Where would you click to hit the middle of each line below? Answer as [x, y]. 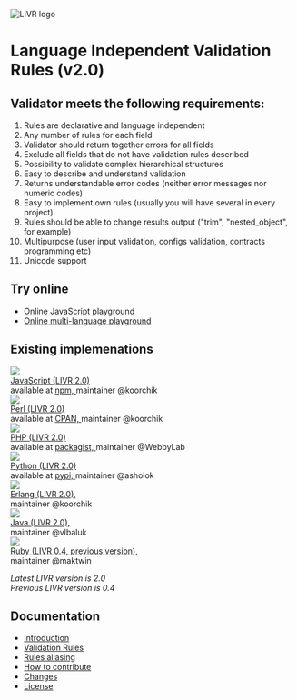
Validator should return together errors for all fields [119, 145]
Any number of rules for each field [88, 135]
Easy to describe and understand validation [105, 174]
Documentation [55, 617]
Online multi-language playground [87, 320]
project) [38, 212]
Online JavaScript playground [79, 311]
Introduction [46, 638]
